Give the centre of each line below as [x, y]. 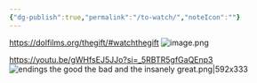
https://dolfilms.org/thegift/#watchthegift [84, 42]
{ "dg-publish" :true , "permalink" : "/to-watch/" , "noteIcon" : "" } [125, 17]
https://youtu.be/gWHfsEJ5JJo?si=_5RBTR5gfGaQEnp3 [111, 59]
